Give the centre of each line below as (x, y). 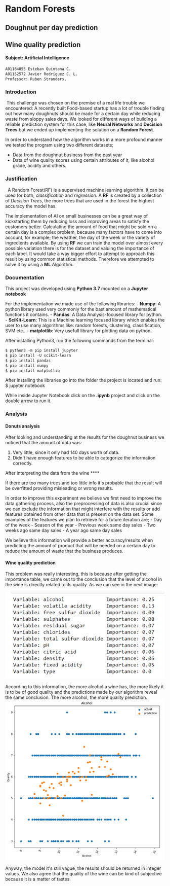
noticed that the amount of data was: (44, 443)
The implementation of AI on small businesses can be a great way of (77, 216)
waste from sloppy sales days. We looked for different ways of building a (81, 119)
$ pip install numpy (27, 366)
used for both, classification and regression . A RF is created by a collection (83, 195)
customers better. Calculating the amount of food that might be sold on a (81, 227)
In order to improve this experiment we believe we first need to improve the (83, 498)
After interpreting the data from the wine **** (52, 473)
